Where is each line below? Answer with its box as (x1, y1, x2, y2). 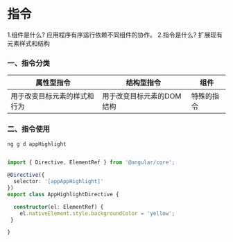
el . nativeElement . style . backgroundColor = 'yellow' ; (19, 209, 175, 217)
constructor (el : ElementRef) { (13, 203, 104, 210)
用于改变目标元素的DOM (102, 92, 182, 101)
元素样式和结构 (7, 39, 50, 47)
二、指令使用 (7, 124, 51, 134)
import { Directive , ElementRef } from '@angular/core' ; (7, 159, 175, 166)
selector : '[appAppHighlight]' (13, 178, 104, 185)
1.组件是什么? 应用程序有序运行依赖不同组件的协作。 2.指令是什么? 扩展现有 (7, 31, 223, 39)
